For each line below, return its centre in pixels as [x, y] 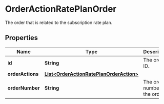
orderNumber [24, 88]
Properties [21, 38]
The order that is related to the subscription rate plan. [59, 22]
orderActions [23, 74]
